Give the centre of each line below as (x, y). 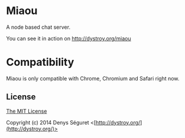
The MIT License (27, 111)
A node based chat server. (38, 27)
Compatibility (40, 62)
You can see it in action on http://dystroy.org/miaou (69, 38)
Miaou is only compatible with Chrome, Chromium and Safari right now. (93, 78)
